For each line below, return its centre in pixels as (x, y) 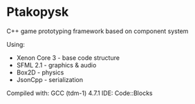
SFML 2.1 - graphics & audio (56, 65)
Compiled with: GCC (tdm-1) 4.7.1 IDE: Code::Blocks (80, 93)
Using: (16, 44)
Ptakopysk (38, 12)
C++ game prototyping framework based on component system (98, 31)
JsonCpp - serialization (50, 79)
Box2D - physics (40, 72)
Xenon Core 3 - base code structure (68, 58)
